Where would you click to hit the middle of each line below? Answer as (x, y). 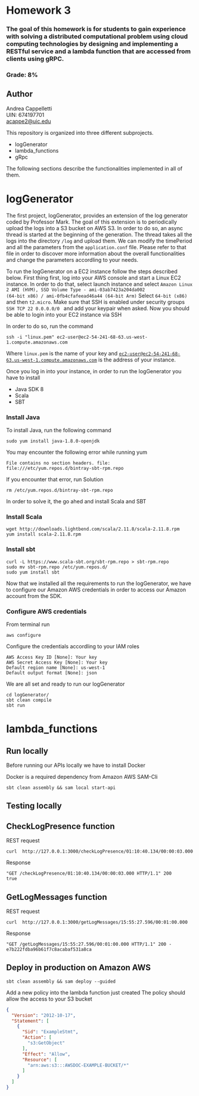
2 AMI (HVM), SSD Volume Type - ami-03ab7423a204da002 (76, 290)
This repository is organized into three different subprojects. (80, 132)
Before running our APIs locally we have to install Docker (76, 765)
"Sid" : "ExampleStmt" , (50, 1032)
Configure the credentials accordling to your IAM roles (73, 646)
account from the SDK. (34, 596)
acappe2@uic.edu (29, 121)
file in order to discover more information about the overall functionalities (96, 253)
